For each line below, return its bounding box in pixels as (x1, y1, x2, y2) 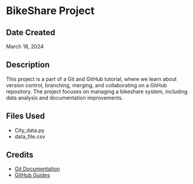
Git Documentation (14, 165, 60, 172)
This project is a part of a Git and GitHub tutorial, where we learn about (6, 75, 177, 83)
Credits (6, 150, 34, 160)
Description (6, 60, 50, 70)
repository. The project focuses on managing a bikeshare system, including (6, 88, 188, 95)
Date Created (6, 28, 56, 38)
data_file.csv (14, 133, 46, 140)
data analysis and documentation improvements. (6, 94, 123, 101)
